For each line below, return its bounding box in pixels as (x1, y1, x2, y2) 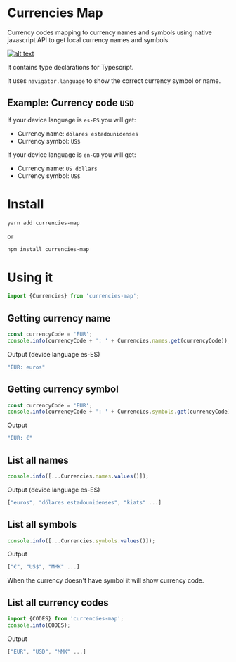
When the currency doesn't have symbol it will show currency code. (7, 576, 204, 585)
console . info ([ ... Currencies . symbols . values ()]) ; (7, 537, 156, 545)
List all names (7, 454, 69, 466)
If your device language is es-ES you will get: (7, 115, 136, 124)
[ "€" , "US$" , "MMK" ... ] (7, 564, 80, 571)
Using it (7, 269, 53, 286)
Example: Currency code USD (7, 97, 135, 109)
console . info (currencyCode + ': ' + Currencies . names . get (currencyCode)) (7, 337, 228, 344)
